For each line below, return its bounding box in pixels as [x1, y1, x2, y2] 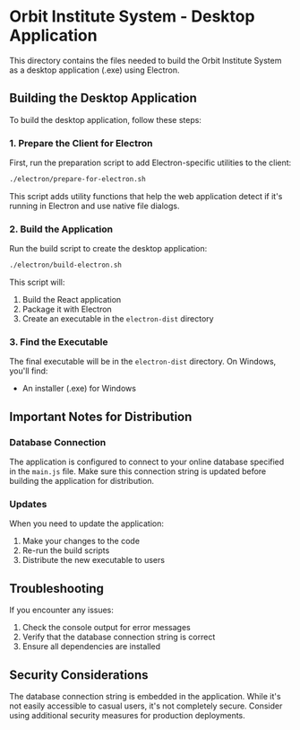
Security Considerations [9, 667, 150, 682]
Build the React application [21, 295, 122, 305]
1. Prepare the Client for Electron [9, 136, 153, 149]
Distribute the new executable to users [21, 555, 166, 566]
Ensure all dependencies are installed [21, 641, 161, 652]
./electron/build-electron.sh [9, 260, 123, 270]
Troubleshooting [9, 581, 105, 596]
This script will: [9, 277, 65, 288]
